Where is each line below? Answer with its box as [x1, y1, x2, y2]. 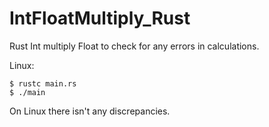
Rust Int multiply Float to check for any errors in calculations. [9, 40, 260, 52]
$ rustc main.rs [9, 78, 77, 89]
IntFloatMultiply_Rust [9, 7, 191, 30]
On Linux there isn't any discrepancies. [9, 105, 171, 117]
